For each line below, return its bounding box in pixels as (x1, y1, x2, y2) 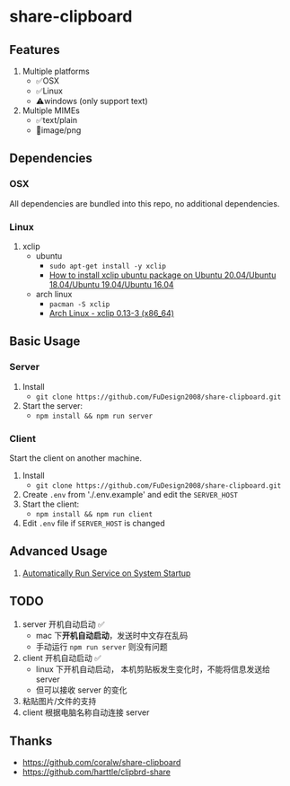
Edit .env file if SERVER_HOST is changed (22, 517, 165, 528)
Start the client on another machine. (9, 452, 142, 464)
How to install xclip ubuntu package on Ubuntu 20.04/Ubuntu (48, 269, 277, 280)
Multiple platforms (22, 66, 90, 76)
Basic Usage (9, 334, 81, 349)
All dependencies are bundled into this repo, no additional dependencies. (9, 198, 280, 208)
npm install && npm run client (35, 509, 154, 518)
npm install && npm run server (35, 411, 154, 420)
